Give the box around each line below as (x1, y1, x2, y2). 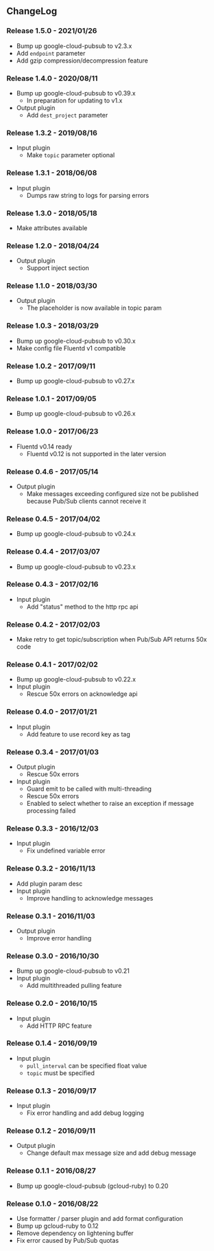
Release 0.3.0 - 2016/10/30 (6, 951, 99, 960)
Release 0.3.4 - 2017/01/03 (6, 747, 99, 756)
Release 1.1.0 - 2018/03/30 (6, 281, 97, 291)
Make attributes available (16, 223, 88, 232)
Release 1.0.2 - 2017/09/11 (6, 361, 96, 370)
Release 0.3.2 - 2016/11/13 (6, 864, 96, 873)
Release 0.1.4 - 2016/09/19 (6, 1039, 97, 1048)
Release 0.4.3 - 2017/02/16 (6, 580, 99, 589)
